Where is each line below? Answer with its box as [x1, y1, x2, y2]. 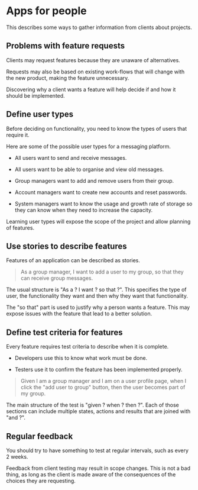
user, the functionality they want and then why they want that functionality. [6, 292, 188, 299]
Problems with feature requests [6, 41, 125, 51]
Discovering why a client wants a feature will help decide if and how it [6, 86, 176, 93]
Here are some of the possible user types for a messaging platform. [6, 143, 171, 150]
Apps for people [6, 4, 87, 18]
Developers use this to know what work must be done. [14, 354, 148, 362]
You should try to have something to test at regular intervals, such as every [6, 447, 189, 454]
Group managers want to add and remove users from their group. [14, 177, 174, 184]
